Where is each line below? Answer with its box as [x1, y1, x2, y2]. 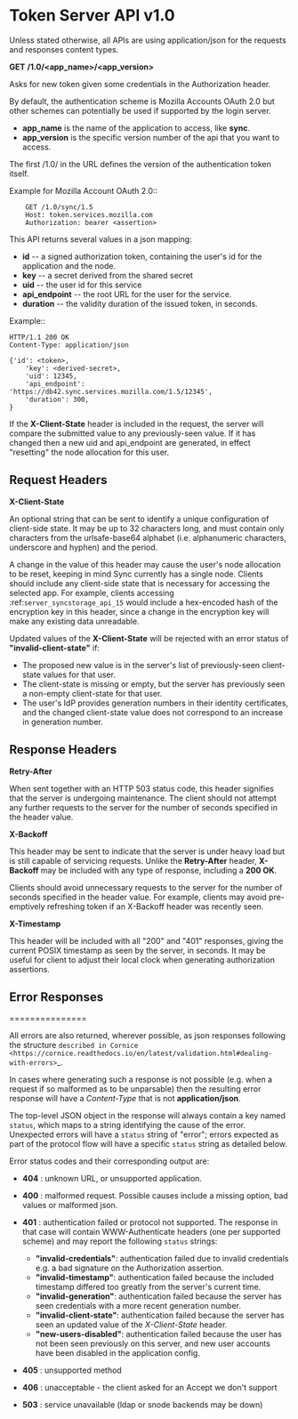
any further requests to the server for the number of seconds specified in [9, 802, 278, 812]
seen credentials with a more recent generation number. [35, 1301, 242, 1311]
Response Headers [9, 742, 117, 757]
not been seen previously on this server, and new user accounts [35, 1338, 271, 1349]
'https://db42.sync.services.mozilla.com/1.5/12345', [9, 387, 213, 396]
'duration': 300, [25, 395, 90, 404]
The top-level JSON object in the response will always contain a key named [9, 1110, 286, 1121]
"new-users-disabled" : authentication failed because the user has [35, 1329, 282, 1340]
